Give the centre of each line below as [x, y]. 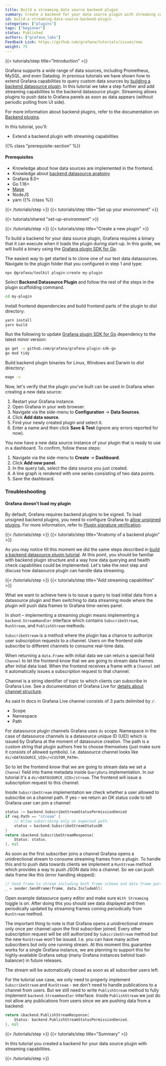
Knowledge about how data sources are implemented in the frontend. [83, 168]
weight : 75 [16, 47]
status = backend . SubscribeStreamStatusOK [58, 826]
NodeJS [21, 195]
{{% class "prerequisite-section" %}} [43, 146]
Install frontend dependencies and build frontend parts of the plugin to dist [81, 306]
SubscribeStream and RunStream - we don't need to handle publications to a [81, 985]
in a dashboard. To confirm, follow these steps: [53, 448]
